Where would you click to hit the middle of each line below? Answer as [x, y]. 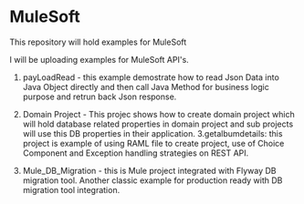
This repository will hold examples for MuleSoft [98, 42]
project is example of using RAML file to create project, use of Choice [153, 143]
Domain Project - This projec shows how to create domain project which [158, 114]
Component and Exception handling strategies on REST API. [136, 153]
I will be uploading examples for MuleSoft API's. [99, 59]
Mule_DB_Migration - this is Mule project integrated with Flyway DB [149, 170]
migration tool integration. [71, 189]
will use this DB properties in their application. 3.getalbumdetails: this [152, 133]
